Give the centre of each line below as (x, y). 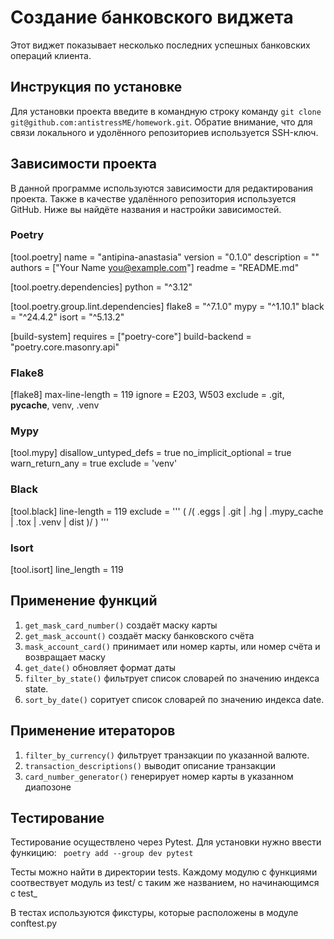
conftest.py (34, 923)
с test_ (24, 893)
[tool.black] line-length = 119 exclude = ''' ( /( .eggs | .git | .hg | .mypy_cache (167, 511)
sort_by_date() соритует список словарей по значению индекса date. (174, 699)
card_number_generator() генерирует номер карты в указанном (159, 776)
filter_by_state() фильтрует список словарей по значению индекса (172, 678)
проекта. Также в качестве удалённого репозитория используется (153, 198)
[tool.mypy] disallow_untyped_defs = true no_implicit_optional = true (151, 453)
